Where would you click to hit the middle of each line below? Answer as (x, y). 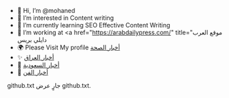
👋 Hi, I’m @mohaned (46, 11)
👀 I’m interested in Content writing (66, 18)
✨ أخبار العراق (36, 57)
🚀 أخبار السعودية (38, 65)
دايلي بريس (32, 40)
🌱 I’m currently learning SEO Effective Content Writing (93, 25)
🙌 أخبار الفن (32, 72)
